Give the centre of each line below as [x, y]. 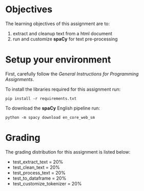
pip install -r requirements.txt [41, 98]
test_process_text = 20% [39, 173]
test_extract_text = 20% [38, 162]
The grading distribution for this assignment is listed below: [68, 152]
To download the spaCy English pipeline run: [53, 108]
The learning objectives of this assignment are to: [58, 24]
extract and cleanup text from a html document [63, 33]
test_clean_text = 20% [36, 167]
